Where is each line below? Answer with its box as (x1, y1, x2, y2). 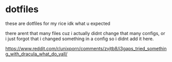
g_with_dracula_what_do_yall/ (5, 51, 68, 57)
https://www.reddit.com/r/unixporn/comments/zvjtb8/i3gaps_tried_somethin (5, 45, 167, 51)
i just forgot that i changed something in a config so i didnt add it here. (5, 36, 154, 42)
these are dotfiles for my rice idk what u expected (5, 20, 110, 26)
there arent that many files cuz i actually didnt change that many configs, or (5, 30, 165, 36)
